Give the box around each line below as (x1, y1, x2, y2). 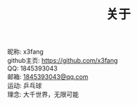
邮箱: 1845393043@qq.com (7, 73, 89, 81)
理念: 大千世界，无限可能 (7, 90, 79, 99)
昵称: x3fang (7, 47, 44, 56)
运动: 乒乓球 (7, 82, 42, 90)
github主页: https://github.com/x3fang (7, 56, 118, 65)
